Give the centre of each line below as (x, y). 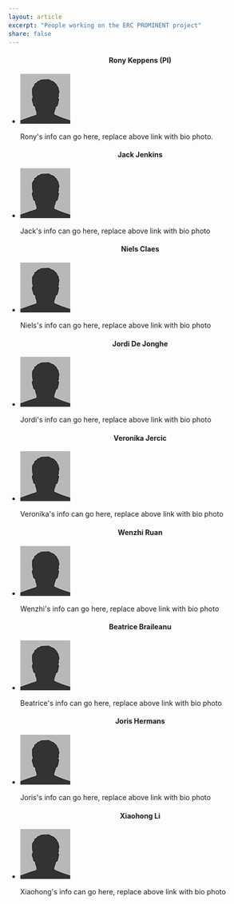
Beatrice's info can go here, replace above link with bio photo (121, 703)
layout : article (35, 17)
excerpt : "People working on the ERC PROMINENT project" (105, 25)
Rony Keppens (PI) (140, 60)
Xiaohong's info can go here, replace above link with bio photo (123, 892)
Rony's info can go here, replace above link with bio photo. (117, 137)
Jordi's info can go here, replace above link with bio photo (115, 420)
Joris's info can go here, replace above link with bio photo (115, 797)
